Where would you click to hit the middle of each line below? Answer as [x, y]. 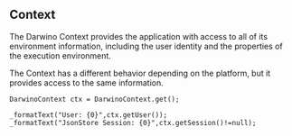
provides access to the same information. [87, 82]
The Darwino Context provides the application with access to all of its [139, 36]
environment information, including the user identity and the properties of [146, 46]
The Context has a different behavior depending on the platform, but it [140, 73]
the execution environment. [60, 55]
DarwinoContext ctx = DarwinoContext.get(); [94, 99]
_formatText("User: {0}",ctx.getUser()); [89, 115]
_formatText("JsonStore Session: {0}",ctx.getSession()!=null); [133, 122]
